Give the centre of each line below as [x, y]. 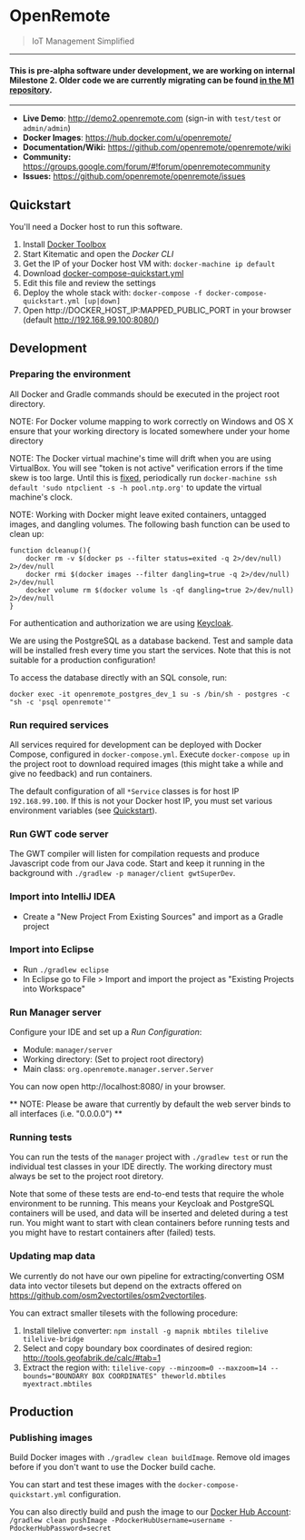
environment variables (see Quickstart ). [84, 810]
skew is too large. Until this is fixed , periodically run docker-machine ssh [143, 477]
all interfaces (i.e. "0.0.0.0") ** [66, 1114]
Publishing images [51, 1438]
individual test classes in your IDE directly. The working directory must [141, 1167]
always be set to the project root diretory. [87, 1177]
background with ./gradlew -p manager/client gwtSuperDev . [123, 873]
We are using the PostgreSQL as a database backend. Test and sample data [151, 641]
